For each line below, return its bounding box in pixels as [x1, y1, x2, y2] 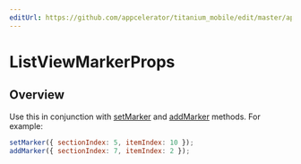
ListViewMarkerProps [9, 51, 176, 72]
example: [9, 120, 43, 131]
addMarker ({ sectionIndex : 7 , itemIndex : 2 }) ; [9, 146, 191, 155]
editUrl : [9, 13, 42, 22]
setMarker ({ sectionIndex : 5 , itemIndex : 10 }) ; [9, 138, 194, 147]
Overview [9, 87, 65, 103]
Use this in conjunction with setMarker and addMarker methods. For [9, 111, 262, 122]
